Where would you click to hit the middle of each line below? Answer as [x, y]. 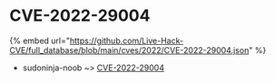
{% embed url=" [40, 41]
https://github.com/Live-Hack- [127, 41]
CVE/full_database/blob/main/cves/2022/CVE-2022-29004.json [129, 50]
